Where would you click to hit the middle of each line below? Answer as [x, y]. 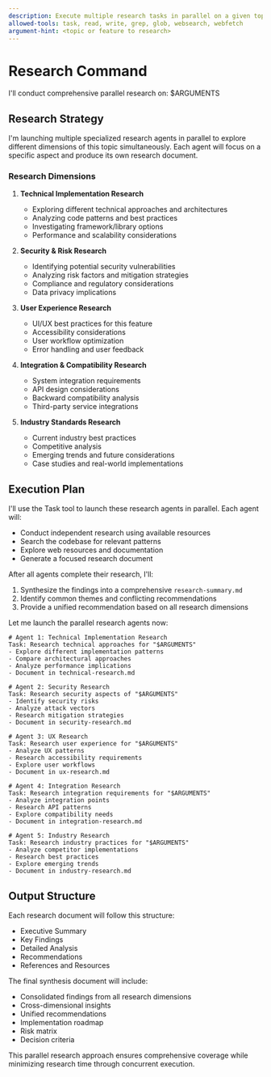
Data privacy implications [74, 293]
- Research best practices [54, 857]
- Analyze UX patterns [46, 751]
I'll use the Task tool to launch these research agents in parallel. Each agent [134, 509]
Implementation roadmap [62, 1023]
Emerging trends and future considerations [103, 455]
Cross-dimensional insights [65, 1005]
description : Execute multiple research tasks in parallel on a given [129, 16]
